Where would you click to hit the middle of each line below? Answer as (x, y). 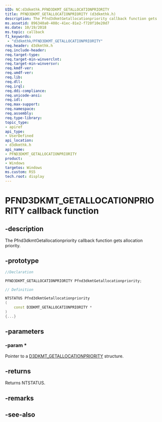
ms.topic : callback (25, 32)
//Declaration (19, 272)
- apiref (14, 127)
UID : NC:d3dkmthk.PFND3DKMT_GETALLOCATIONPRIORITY (57, 9)
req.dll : (14, 82)
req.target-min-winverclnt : (33, 59)
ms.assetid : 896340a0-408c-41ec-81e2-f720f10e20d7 (57, 23)
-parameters (24, 331)
